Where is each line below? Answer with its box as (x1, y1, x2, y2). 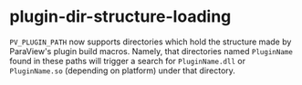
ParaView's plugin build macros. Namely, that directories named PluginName (9, 45, 294, 56)
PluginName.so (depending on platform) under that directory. (9, 65, 235, 76)
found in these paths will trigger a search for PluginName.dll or (9, 55, 246, 66)
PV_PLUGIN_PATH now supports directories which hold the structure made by (9, 36, 292, 47)
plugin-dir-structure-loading (9, 6, 232, 27)
